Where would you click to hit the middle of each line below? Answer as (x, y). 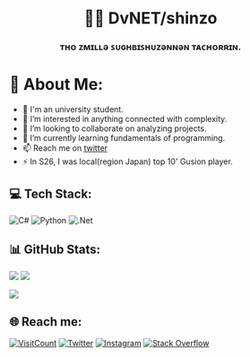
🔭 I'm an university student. (73, 109)
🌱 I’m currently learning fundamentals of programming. (124, 138)
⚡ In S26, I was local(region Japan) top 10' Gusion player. (127, 161)
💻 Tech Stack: (51, 194)
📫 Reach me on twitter (65, 148)
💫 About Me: (56, 85)
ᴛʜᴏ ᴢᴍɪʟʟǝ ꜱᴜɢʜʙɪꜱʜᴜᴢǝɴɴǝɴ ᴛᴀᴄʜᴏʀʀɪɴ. (151, 47)
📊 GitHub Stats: (55, 250)
